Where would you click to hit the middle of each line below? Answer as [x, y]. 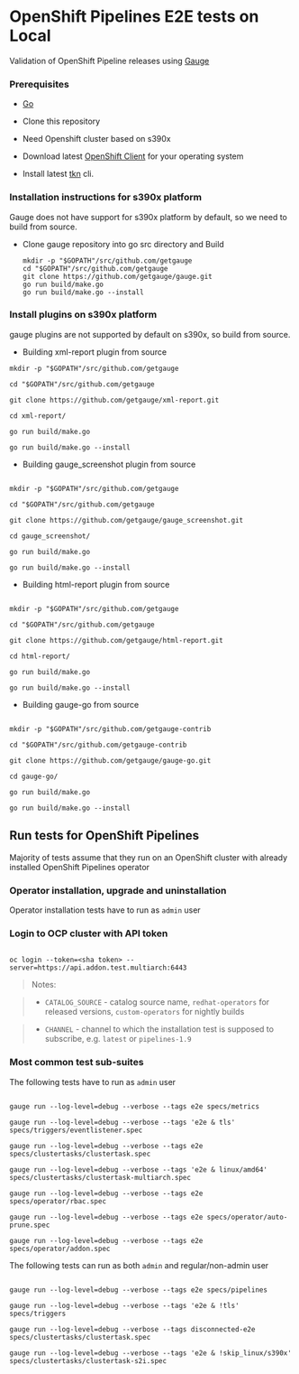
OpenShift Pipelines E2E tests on [134, 17]
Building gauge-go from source [81, 704]
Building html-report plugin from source [96, 584]
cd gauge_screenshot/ [50, 536]
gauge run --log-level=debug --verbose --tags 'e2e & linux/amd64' [139, 1170]
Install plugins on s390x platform [83, 315]
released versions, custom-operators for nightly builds [145, 1012]
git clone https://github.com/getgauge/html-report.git [116, 640]
